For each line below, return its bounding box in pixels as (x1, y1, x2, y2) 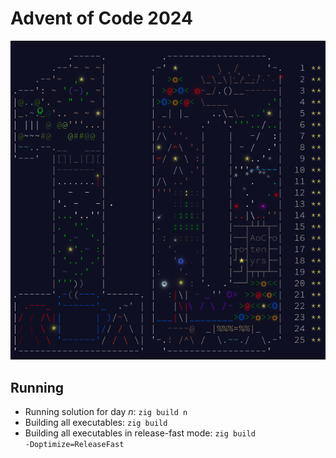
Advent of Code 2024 (10, 7, 193, 30)
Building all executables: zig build (24, 417, 168, 429)
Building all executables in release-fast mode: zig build (24, 427, 256, 439)
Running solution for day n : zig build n (24, 406, 188, 418)
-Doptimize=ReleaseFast (24, 440, 125, 450)
